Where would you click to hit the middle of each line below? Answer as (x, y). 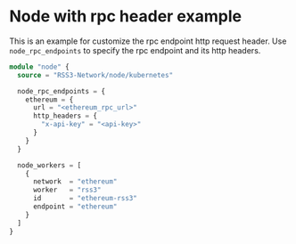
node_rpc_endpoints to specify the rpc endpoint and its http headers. (135, 50)
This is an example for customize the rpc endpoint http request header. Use (148, 41)
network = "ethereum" (75, 182)
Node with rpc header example (126, 16)
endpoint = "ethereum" (75, 207)
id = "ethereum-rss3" (85, 199)
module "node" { (39, 67)
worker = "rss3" (67, 190)
